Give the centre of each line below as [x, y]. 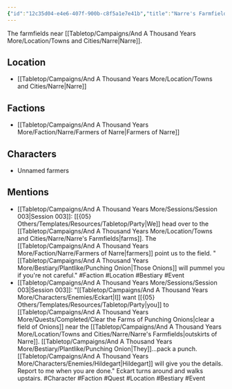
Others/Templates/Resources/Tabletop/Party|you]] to [93, 305]
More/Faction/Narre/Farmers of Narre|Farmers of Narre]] [98, 132]
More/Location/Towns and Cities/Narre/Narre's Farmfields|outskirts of [117, 334]
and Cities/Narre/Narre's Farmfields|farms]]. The [87, 238]
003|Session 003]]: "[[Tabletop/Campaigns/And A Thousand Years [113, 290]
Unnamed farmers [43, 171]
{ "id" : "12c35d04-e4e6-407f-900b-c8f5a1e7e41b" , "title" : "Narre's [101, 13]
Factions [26, 108]
